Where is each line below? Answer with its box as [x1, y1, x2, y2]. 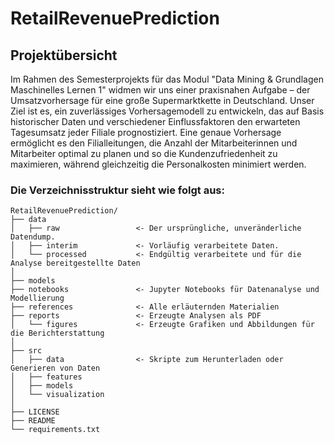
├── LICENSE [10, 407, 60, 417]
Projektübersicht [10, 47, 118, 64]
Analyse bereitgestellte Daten [10, 258, 141, 269]
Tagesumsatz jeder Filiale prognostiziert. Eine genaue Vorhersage [10, 127, 282, 138]
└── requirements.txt [10, 425, 101, 435]
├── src [10, 346, 43, 356]
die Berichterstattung [10, 328, 105, 339]
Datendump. [10, 232, 56, 242]
